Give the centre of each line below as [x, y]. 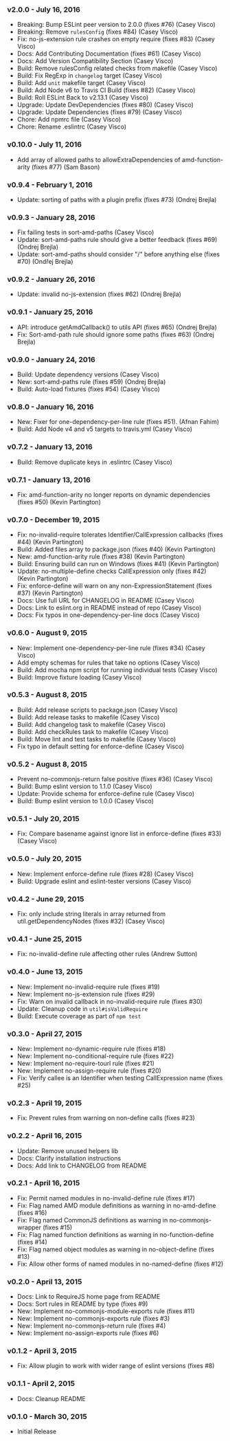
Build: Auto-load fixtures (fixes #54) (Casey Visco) [88, 389]
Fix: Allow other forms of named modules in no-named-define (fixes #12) [120, 1264]
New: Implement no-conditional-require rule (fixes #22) [95, 1055]
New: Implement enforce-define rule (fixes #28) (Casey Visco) [105, 873]
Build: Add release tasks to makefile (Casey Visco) [88, 717]
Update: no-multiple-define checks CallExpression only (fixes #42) [112, 571]
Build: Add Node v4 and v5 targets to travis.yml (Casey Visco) [105, 429]
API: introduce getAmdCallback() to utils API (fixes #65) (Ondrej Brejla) [117, 327]
